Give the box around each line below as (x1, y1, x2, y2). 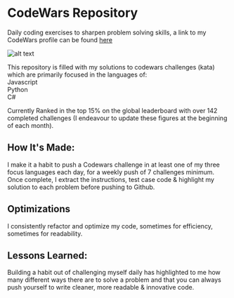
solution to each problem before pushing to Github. (7, 183, 155, 191)
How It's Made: (7, 142, 75, 154)
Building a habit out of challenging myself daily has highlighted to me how (7, 268, 221, 277)
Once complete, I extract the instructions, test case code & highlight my (7, 175, 214, 183)
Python (7, 85, 28, 93)
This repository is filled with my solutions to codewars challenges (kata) (7, 63, 216, 71)
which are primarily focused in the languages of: (7, 70, 148, 79)
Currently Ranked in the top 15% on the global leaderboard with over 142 (7, 106, 218, 115)
